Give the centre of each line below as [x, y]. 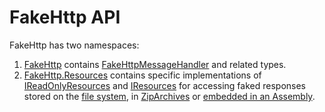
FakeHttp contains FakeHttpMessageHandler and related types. [155, 64]
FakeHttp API [65, 17]
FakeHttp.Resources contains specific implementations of [142, 75]
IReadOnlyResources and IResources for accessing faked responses [165, 85]
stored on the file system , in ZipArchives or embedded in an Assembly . [169, 96]
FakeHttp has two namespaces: [74, 45]
